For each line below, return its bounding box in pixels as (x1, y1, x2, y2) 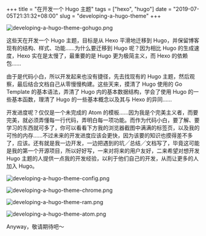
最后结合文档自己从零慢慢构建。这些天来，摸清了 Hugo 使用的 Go (17, 80, 183, 88)
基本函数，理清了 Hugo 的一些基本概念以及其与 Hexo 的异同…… (11, 96, 172, 103)
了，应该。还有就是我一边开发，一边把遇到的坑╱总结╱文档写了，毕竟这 (6, 140, 189, 147)
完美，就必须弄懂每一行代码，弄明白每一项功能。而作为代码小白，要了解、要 (6, 116, 200, 124)
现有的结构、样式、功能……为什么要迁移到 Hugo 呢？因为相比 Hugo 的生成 (6, 45, 194, 51)
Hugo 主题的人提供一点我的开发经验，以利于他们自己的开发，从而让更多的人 (6, 155, 199, 162)
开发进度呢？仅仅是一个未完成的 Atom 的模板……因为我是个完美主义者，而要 (6, 109, 199, 116)
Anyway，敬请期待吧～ (6, 223, 64, 230)
